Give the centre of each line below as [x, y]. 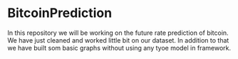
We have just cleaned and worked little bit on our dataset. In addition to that [118, 40]
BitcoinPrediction [60, 13]
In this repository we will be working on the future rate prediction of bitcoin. [118, 33]
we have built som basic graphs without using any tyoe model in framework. [119, 48]
